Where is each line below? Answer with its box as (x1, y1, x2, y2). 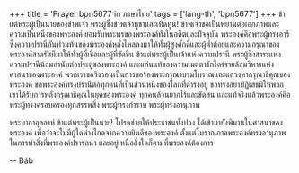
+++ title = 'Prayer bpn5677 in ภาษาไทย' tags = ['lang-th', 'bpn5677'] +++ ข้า (9, 9, 286, 19)
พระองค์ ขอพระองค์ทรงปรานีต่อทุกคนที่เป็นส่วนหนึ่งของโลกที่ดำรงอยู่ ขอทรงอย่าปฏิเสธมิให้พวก (9, 79, 285, 90)
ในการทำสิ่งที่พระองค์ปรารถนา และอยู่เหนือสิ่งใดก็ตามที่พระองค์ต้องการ (9, 137, 214, 148)
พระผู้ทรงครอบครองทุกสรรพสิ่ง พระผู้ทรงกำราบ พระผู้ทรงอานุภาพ (9, 99, 200, 109)
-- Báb (9, 155, 34, 166)
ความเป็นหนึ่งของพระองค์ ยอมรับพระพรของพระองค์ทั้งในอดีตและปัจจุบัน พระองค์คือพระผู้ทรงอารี (9, 29, 290, 39)
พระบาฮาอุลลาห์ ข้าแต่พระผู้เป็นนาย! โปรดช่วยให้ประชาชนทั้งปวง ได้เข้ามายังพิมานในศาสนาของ (9, 117, 283, 127)
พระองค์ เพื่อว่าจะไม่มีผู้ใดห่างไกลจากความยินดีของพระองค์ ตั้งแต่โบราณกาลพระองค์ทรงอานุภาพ (9, 127, 286, 138)
